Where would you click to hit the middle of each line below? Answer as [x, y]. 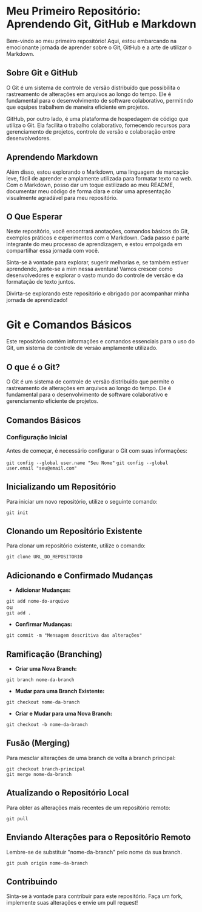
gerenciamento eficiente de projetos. [52, 401]
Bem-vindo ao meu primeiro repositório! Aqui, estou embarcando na [92, 41]
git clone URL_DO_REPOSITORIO [45, 557]
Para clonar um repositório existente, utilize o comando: [76, 546]
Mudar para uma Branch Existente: [60, 691]
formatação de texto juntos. [41, 282]
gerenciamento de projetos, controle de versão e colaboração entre [91, 131]
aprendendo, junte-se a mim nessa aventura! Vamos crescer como [89, 269]
